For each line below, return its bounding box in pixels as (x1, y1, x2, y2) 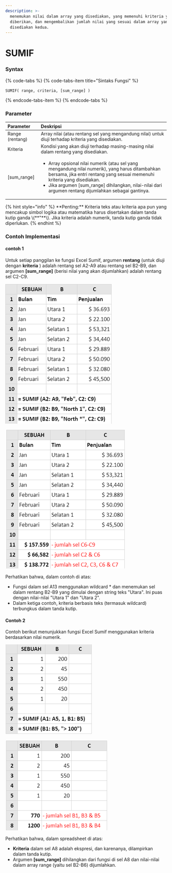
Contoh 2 (5, 617, 26, 623)
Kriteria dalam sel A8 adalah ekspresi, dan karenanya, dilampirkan (12, 846, 153, 852)
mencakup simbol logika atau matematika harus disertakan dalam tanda (5, 209, 157, 215)
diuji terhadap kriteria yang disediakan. (40, 136, 123, 142)
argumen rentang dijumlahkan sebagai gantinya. (48, 188, 150, 194)
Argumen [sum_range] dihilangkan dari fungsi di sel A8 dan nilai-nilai (12, 857, 160, 863)
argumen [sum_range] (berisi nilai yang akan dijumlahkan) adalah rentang (5, 268, 162, 274)
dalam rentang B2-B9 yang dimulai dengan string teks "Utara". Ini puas (12, 589, 163, 595)
